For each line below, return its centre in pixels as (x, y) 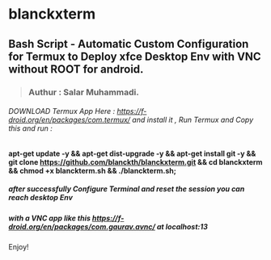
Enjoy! (19, 247)
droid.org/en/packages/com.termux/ (70, 120)
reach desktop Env (40, 198)
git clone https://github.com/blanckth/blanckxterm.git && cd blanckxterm (135, 161)
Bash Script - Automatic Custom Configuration (129, 44)
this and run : (30, 128)
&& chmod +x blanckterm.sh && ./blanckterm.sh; (92, 170)
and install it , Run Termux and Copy (193, 120)
